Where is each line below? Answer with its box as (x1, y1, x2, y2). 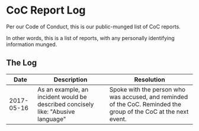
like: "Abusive (37, 107, 75, 116)
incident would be (37, 93, 87, 101)
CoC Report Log (6, 4, 86, 17)
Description (53, 75, 88, 83)
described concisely (37, 100, 94, 108)
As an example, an (37, 85, 89, 93)
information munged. (6, 41, 57, 48)
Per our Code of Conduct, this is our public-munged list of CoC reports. (6, 23, 181, 30)
